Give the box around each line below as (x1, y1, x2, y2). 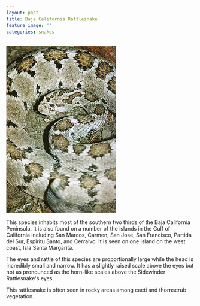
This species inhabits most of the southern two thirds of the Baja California (6, 219, 190, 226)
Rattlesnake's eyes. (6, 275, 54, 282)
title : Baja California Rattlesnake (6, 16, 98, 22)
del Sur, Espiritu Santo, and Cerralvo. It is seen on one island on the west (6, 238, 186, 245)
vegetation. (6, 293, 34, 300)
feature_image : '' (6, 22, 52, 28)
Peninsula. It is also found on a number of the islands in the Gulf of (6, 225, 171, 232)
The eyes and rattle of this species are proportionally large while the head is (6, 256, 193, 263)
